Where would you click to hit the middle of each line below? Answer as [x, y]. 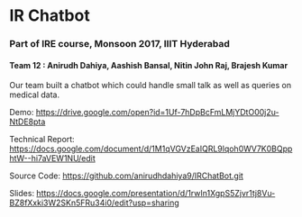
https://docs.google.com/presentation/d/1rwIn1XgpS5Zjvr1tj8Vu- [156, 194]
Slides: [22, 194]
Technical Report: [42, 140]
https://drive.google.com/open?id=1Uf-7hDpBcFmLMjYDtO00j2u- [157, 113]
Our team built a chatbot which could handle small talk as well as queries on [150, 86]
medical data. [35, 95]
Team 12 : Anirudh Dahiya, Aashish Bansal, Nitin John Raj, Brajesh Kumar [149, 65]
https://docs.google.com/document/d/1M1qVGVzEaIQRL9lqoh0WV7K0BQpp [151, 149]
